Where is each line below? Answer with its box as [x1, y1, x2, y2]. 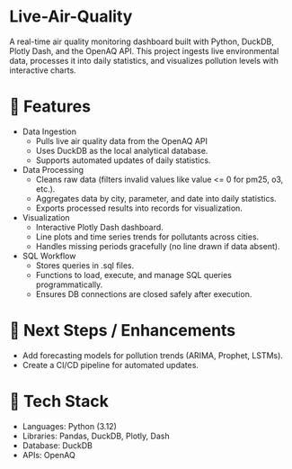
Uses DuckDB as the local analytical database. [35, 145, 208, 156]
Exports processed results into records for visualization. [35, 203, 243, 213]
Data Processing [22, 164, 84, 175]
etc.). [35, 183, 56, 194]
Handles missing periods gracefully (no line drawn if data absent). [35, 240, 280, 251]
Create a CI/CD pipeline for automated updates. [22, 359, 199, 370]
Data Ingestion [22, 126, 77, 137]
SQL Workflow [22, 250, 76, 261]
